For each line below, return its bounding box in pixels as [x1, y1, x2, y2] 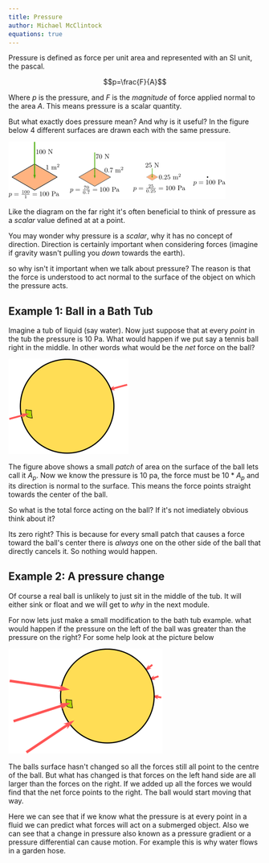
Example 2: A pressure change [8, 570, 165, 584]
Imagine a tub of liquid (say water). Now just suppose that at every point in [8, 326, 255, 336]
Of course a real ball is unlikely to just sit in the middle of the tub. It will [8, 591, 243, 601]
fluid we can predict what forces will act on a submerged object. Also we [8, 820, 249, 829]
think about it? [8, 514, 55, 523]
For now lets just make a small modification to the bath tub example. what [8, 615, 251, 625]
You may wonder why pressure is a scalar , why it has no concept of [8, 231, 233, 241]
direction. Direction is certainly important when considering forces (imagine [8, 240, 259, 250]
